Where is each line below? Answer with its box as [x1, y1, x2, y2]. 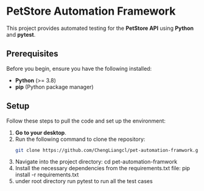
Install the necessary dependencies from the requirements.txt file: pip [15, 165, 191, 172]
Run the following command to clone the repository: [15, 135, 146, 143]
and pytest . [6, 31, 36, 38]
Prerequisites [6, 49, 58, 59]
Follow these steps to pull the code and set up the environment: [6, 117, 166, 124]
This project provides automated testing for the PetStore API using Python [6, 24, 194, 32]
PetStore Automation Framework [6, 4, 176, 18]
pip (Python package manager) [15, 83, 94, 90]
